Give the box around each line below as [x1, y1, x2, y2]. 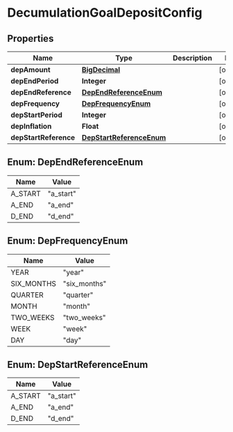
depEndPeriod [10, 77, 59, 86]
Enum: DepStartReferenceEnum [7, 359, 148, 371]
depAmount [10, 65, 51, 74]
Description [172, 54, 213, 63]
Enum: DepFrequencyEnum [7, 235, 128, 247]
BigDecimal [82, 65, 121, 74]
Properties [7, 33, 54, 45]
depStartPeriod [10, 110, 62, 120]
